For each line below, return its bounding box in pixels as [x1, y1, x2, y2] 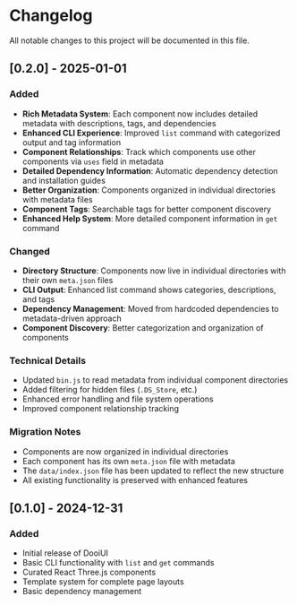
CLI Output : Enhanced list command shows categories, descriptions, [21, 284, 276, 295]
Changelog [9, 5, 93, 26]
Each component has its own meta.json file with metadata [21, 455, 235, 466]
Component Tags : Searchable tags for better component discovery [21, 203, 271, 214]
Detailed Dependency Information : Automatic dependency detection [21, 165, 279, 176]
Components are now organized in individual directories [21, 445, 229, 457]
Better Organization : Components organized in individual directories [21, 185, 276, 195]
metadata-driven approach [21, 313, 123, 324]
